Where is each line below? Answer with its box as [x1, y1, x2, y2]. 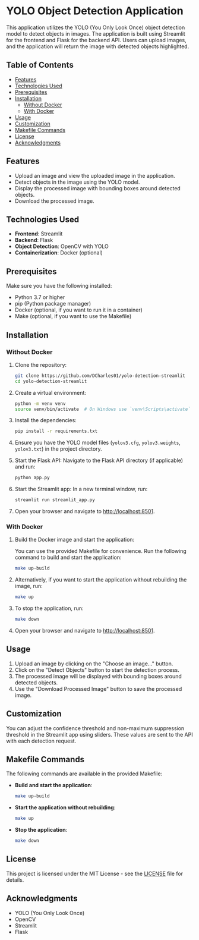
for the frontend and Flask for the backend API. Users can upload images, [6, 36, 187, 43]
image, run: [14, 583, 43, 590]
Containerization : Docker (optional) [14, 249, 103, 256]
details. [6, 876, 24, 884]
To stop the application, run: [14, 605, 84, 612]
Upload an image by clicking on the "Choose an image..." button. [14, 660, 173, 667]
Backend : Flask [14, 237, 53, 244]
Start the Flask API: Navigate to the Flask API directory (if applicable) [14, 457, 183, 464]
